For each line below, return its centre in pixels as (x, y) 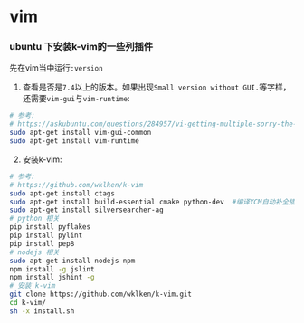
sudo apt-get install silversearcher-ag (87, 210)
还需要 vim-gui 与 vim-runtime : (76, 99)
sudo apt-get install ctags (62, 193)
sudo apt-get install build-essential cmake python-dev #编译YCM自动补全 (149, 202)
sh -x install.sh (42, 311)
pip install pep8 (42, 243)
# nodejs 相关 (35, 252)
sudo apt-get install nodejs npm (72, 261)
